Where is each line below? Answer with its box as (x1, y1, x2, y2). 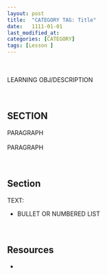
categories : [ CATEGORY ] (7, 36, 75, 43)
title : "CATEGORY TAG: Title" (7, 17, 97, 23)
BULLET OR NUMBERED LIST (16, 210, 101, 218)
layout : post (7, 10, 45, 17)
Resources (7, 244, 54, 256)
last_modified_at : (7, 29, 60, 37)
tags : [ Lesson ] (7, 42, 53, 49)
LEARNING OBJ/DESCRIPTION (7, 76, 93, 83)
